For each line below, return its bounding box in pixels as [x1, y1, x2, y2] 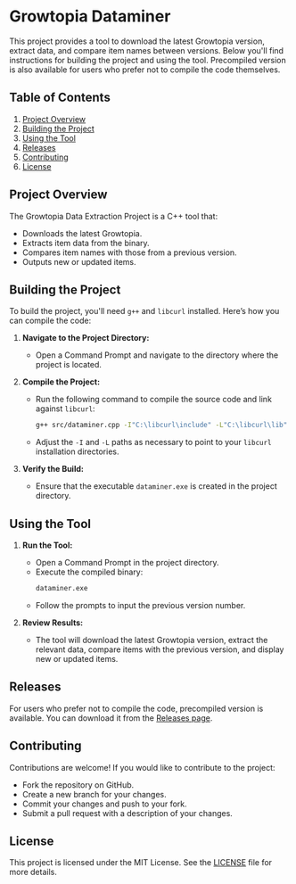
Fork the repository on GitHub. [21, 779, 135, 790]
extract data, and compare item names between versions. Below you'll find [9, 45, 284, 55]
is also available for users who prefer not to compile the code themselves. [9, 64, 281, 75]
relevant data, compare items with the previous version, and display [35, 644, 284, 655]
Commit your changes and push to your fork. [21, 798, 187, 809]
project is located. [35, 359, 103, 370]
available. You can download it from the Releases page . [9, 712, 213, 723]
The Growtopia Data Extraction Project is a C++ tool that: [9, 211, 218, 221]
